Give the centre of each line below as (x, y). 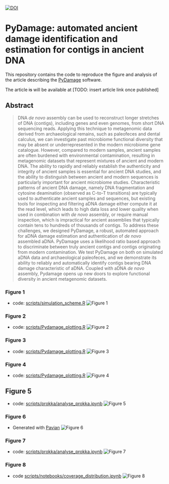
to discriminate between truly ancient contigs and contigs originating (89, 247)
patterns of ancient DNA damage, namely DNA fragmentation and (86, 188)
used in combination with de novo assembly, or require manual (83, 214)
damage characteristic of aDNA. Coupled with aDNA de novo (81, 268)
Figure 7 (15, 441)
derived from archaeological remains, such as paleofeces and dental (89, 134)
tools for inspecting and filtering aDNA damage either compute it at (87, 204)
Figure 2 (16, 316)
